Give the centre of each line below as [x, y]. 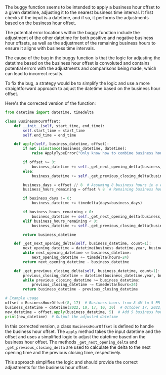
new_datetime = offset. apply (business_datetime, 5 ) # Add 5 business [79, 312]
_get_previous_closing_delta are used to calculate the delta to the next [78, 347]
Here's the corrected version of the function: [51, 103]
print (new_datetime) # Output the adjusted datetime [62, 317]
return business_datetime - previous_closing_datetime [81, 289]
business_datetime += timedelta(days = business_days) [87, 203]
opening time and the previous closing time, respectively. [63, 352]
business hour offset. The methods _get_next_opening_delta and [71, 342]
